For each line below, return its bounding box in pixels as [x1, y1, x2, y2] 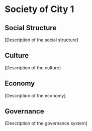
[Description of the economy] [5, 92, 66, 98]
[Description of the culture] [5, 64, 61, 71]
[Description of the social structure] [5, 37, 79, 43]
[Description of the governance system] [5, 120, 87, 126]
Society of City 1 [5, 4, 74, 15]
